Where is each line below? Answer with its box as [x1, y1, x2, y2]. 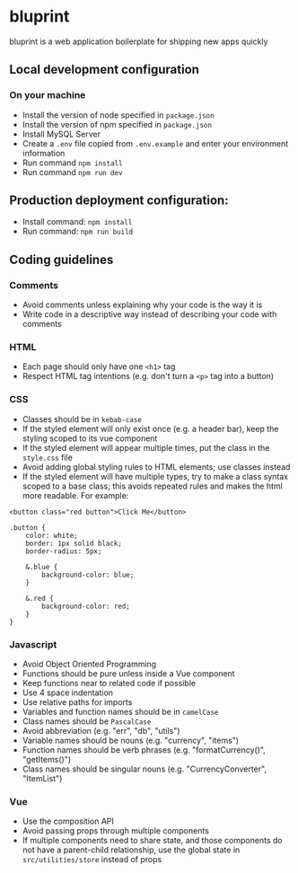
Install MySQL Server [22, 128, 101, 139]
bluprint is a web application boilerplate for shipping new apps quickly [9, 36, 268, 47]
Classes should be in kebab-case [22, 413, 142, 424]
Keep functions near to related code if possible [22, 678, 196, 689]
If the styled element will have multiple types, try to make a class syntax [22, 471, 289, 481]
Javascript [9, 638, 57, 650]
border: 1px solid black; [25, 539, 123, 548]
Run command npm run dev [22, 166, 123, 177]
